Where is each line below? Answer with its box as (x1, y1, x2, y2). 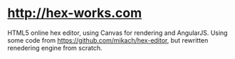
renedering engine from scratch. (7, 43, 103, 52)
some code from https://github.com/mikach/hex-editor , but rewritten (7, 36, 209, 44)
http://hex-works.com (7, 5, 142, 21)
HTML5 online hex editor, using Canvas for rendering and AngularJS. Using (7, 28, 228, 37)
